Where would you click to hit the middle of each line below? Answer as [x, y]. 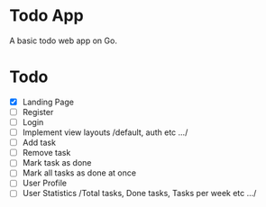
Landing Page [48, 102]
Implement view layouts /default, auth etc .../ [105, 132]
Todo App [46, 16]
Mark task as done [57, 163]
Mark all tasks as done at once [79, 173]
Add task [39, 143]
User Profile [45, 183]
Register [38, 112]
